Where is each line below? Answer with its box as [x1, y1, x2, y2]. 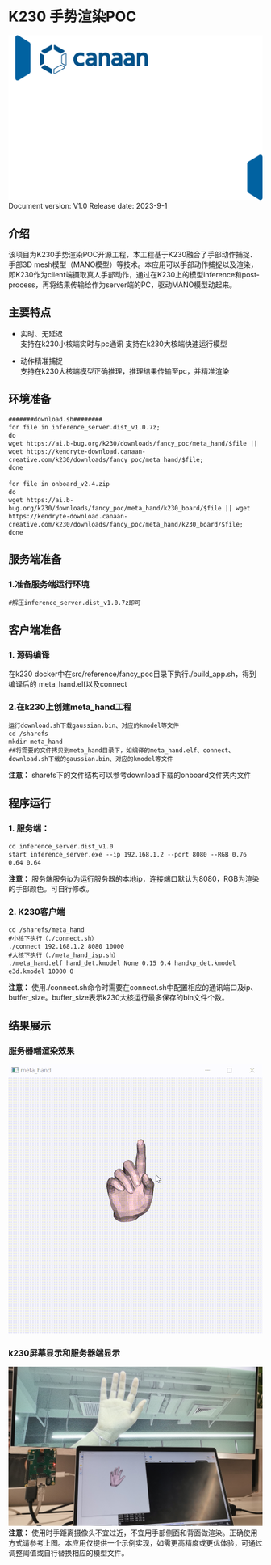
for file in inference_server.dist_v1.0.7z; [8, 423, 161, 431]
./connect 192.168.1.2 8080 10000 [8, 943, 125, 951]
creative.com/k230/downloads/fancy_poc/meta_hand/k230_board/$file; [8, 520, 244, 528]
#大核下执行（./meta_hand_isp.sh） [8, 951, 119, 959]
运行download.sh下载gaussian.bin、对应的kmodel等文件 [8, 721, 180, 730]
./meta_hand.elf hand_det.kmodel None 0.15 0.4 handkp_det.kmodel [8, 959, 236, 967]
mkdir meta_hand [8, 738, 63, 747]
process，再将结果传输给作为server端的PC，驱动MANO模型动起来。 [8, 280, 236, 290]
